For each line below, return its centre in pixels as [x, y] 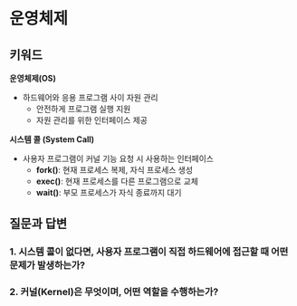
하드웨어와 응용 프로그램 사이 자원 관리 [90, 97]
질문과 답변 [38, 224]
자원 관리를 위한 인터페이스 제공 [91, 120]
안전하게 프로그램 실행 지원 [83, 109]
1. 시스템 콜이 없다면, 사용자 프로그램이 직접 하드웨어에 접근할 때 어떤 [149, 252]
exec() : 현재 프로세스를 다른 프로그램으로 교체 [117, 181]
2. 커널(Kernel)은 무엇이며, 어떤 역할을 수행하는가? [114, 292]
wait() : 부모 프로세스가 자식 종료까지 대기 [109, 192]
